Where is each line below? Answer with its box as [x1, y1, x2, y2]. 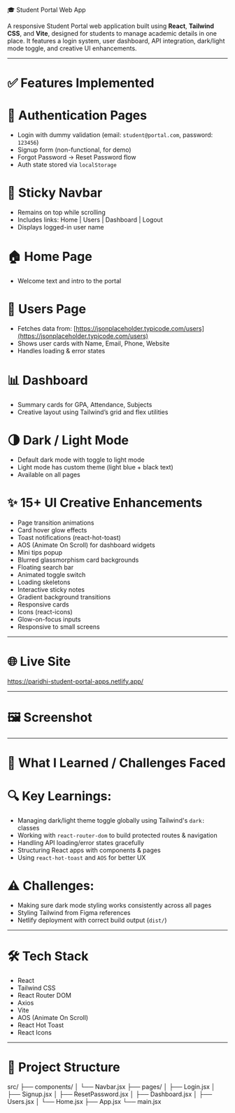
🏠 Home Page [7, 249, 92, 264]
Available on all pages [17, 470, 80, 478]
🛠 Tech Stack [7, 948, 89, 964]
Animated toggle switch [17, 570, 86, 579]
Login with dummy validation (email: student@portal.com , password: [17, 131, 213, 139]
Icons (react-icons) [17, 607, 73, 616]
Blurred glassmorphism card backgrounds [17, 555, 139, 564]
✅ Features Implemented [7, 76, 155, 91]
